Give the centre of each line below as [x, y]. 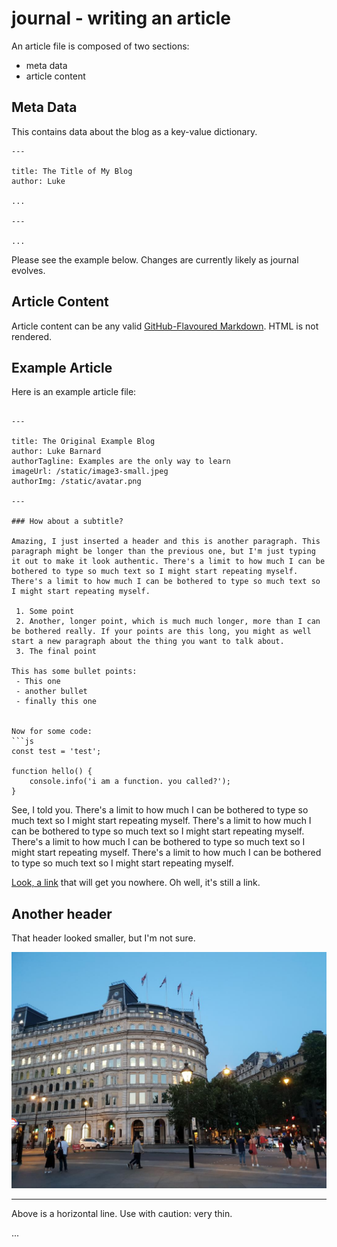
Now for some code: [52, 732]
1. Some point [45, 612]
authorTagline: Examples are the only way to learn [121, 462]
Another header [62, 913]
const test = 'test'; [56, 752]
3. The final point [56, 652]
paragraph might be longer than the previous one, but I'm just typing [163, 552]
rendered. [32, 336]
